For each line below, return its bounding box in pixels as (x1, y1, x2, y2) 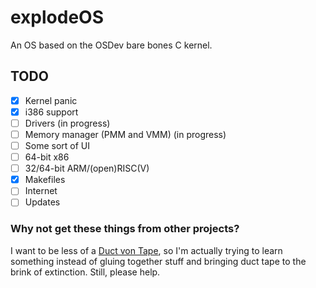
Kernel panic (24, 94, 78, 106)
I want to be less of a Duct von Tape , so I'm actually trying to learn (10, 244, 283, 256)
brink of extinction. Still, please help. (10, 266, 161, 278)
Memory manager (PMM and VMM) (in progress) (24, 128, 227, 140)
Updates (24, 196, 61, 208)
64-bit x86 (24, 151, 70, 163)
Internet (24, 185, 58, 197)
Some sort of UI (24, 140, 91, 151)
